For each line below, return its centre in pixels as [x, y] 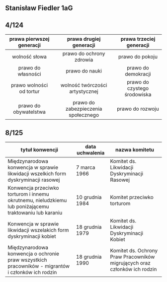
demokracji [138, 74]
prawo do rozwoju [138, 109]
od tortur [29, 91]
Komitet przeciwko [132, 197]
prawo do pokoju [138, 57]
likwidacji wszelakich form [38, 230]
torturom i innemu [29, 194]
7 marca [85, 167]
